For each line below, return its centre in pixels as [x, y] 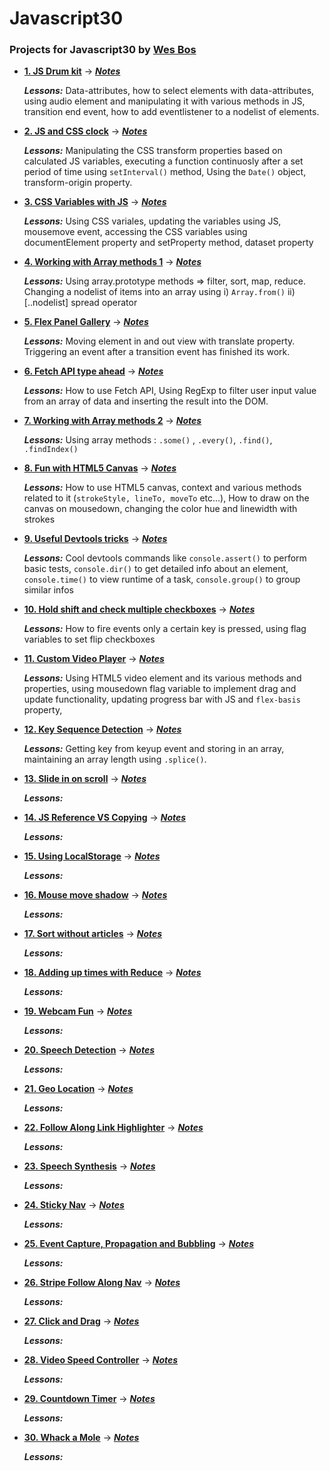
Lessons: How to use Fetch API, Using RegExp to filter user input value [170, 391]
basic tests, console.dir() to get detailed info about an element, [156, 569]
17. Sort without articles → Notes [93, 934]
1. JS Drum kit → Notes [72, 71]
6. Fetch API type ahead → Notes [93, 371]
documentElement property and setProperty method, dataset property [168, 243]
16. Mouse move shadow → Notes [95, 895]
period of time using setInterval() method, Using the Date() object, [165, 172]
